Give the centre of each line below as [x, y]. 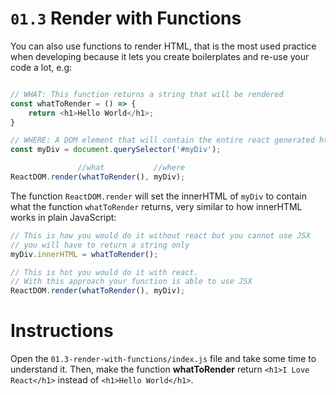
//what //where [131, 168]
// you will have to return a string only [100, 245]
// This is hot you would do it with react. [104, 272]
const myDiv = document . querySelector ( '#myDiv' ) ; [116, 150]
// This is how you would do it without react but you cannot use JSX [160, 235]
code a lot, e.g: [41, 67]
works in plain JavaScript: [63, 217]
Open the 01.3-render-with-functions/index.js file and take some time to [163, 359]
